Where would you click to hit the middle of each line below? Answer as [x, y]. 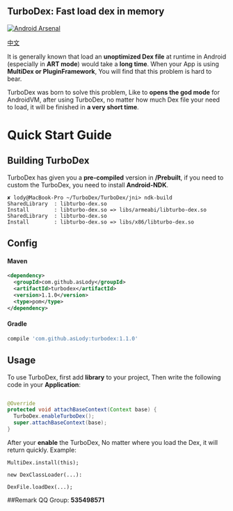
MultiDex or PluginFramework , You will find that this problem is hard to [110, 71]
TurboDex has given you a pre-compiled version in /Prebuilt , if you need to [115, 178]
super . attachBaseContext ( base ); [61, 423]
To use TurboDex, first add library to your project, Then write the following [114, 377]
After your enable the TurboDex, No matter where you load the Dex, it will [113, 442]
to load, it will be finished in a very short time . [73, 107]
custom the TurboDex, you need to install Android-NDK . [88, 184]
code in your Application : [44, 384]
